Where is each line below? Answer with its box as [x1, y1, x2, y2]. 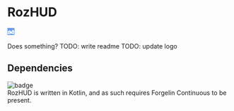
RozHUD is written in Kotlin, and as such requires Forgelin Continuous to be [7, 89, 227, 97]
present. [7, 96, 32, 104]
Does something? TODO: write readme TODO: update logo [7, 41, 178, 50]
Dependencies [7, 63, 73, 74]
